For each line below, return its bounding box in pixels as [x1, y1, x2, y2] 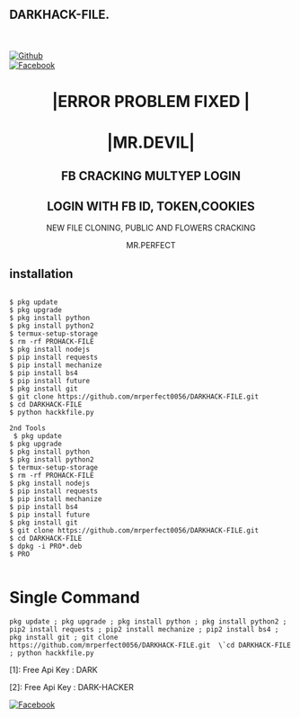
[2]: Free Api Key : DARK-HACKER [9, 682, 135, 693]
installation [9, 265, 74, 282]
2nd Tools [9, 424, 47, 433]
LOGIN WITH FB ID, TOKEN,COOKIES [46, 198, 256, 214]
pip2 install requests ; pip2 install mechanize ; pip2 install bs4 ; [9, 625, 279, 634]
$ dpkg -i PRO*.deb [9, 542, 83, 552]
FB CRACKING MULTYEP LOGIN [61, 168, 241, 184]
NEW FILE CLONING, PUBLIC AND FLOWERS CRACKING [46, 222, 256, 233]
